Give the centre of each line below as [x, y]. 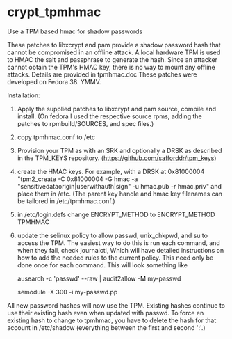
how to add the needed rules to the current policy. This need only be [115, 258]
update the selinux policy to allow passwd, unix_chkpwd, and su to [113, 235]
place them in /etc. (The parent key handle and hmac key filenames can [120, 194]
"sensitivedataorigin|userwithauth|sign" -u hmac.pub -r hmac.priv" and [119, 186]
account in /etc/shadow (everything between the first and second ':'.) [107, 327]
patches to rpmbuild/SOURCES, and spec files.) [85, 123]
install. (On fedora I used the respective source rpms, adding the [110, 116]
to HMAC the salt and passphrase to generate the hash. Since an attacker [112, 59]
